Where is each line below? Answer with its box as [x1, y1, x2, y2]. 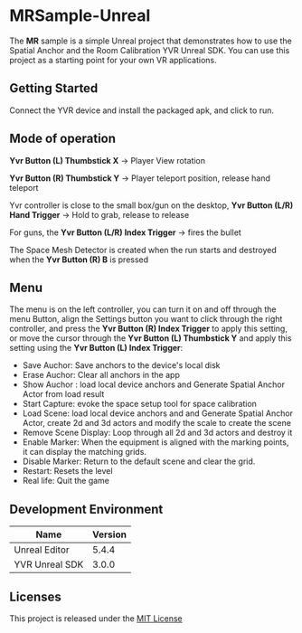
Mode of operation [9, 131, 116, 146]
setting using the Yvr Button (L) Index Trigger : [9, 343, 184, 354]
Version [91, 528, 127, 541]
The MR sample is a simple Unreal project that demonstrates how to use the [9, 35, 292, 46]
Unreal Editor [14, 543, 70, 556]
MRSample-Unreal [9, 5, 151, 26]
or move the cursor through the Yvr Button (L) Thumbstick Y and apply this [9, 333, 292, 344]
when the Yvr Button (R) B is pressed [9, 254, 149, 265]
